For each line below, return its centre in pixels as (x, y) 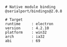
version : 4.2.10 (27, 28)
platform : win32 (26, 32)
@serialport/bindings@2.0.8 (34, 11)
